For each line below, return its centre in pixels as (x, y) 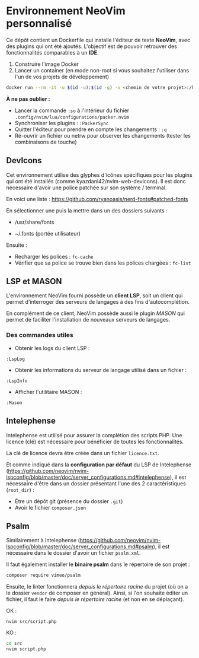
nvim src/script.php (32, 622)
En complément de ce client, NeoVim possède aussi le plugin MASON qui (96, 313)
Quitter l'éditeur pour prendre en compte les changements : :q (91, 129)
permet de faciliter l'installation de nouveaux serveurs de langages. (88, 320)
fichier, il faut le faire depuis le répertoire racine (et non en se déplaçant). (95, 599)
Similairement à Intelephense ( (43, 541)
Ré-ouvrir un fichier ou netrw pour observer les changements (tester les (103, 135)
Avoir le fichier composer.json (50, 507)
